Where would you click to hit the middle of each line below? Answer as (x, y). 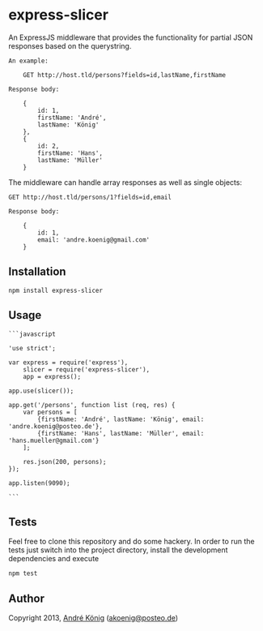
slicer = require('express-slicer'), (87, 369)
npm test (23, 573)
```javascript (32, 334)
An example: (28, 61)
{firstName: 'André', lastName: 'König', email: (121, 419)
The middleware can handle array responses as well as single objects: (125, 182)
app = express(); (52, 376)
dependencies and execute (54, 559)
